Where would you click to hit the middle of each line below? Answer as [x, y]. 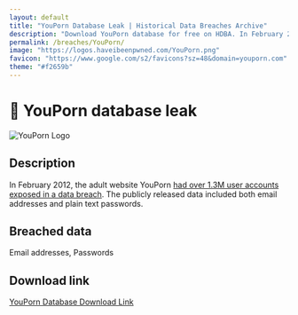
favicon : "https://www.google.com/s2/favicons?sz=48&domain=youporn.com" [149, 59]
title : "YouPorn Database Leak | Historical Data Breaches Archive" [138, 26]
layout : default [39, 17]
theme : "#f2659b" [41, 67]
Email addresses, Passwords [61, 253]
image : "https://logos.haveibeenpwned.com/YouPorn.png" [114, 51]
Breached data [51, 232]
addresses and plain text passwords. [76, 203]
